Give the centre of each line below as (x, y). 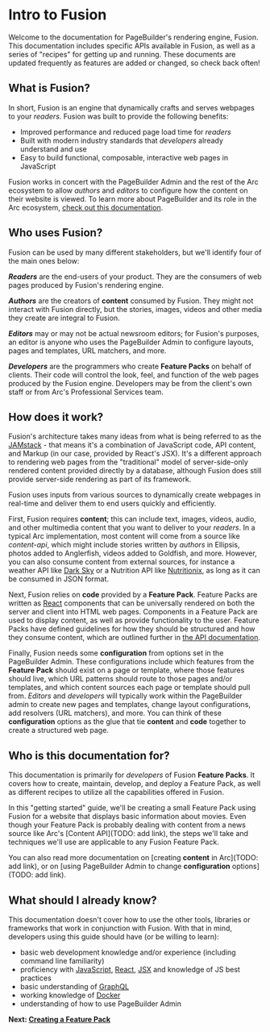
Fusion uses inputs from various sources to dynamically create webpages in (135, 495)
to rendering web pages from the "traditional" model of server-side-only (128, 462)
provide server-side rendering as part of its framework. (100, 479)
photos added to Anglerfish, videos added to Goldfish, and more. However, (133, 553)
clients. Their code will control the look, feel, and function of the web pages (134, 375)
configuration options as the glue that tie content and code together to (127, 722)
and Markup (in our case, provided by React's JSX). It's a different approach (135, 454)
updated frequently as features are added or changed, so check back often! (134, 63)
